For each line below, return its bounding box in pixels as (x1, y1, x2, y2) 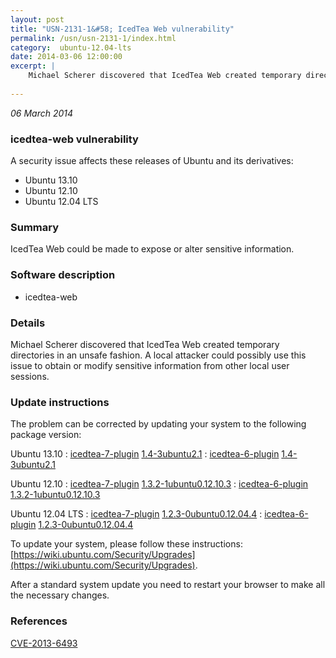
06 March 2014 (10, 107, 74, 119)
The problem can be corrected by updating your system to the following (10, 418, 307, 430)
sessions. (10, 370, 50, 382)
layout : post (10, 14, 65, 25)
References (10, 614, 68, 628)
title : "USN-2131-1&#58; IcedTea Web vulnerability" (10, 24, 235, 34)
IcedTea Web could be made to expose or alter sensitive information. (10, 243, 295, 255)
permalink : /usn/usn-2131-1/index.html (10, 33, 177, 43)
